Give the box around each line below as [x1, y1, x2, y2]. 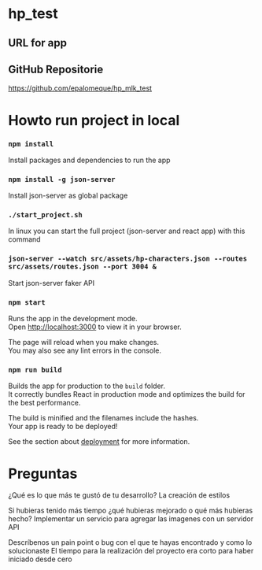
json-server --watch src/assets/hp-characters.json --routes [8, 254, 248, 264]
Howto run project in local [8, 111, 180, 129]
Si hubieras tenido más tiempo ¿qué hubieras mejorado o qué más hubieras [8, 505, 253, 516]
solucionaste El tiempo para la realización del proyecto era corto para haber [8, 546, 254, 556]
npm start [8, 298, 46, 307]
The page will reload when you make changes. [8, 338, 160, 347]
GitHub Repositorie [8, 62, 104, 76]
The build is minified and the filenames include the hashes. [8, 413, 199, 423]
